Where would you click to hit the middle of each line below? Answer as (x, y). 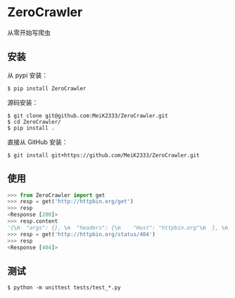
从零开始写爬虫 (29, 32)
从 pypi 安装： (28, 75)
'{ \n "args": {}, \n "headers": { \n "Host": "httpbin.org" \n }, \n (118, 228)
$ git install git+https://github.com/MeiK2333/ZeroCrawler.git (103, 155)
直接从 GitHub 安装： (38, 142)
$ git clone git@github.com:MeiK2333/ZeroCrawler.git (88, 116)
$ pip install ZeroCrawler (47, 89)
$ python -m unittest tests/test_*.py (64, 288)
